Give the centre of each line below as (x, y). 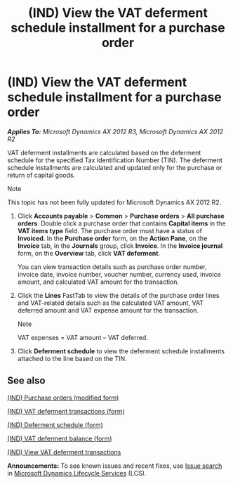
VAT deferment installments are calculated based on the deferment (104, 152)
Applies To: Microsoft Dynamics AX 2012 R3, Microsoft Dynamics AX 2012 (115, 131)
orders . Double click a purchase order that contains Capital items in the (121, 223)
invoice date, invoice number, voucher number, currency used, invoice (119, 274)
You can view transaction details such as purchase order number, (112, 267)
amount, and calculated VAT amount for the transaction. (98, 282)
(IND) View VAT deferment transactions (64, 452)
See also (26, 381)
